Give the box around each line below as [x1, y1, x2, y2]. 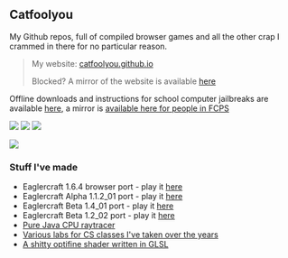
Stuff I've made [9, 161, 79, 173]
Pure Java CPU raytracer [22, 220, 116, 231]
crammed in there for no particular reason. [9, 41, 168, 51]
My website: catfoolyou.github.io [31, 58, 153, 69]
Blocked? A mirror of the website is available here [31, 76, 217, 87]
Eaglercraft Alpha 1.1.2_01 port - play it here [22, 191, 183, 202]
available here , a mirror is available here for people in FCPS [9, 103, 230, 114]
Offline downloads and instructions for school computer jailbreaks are [9, 93, 269, 104]
